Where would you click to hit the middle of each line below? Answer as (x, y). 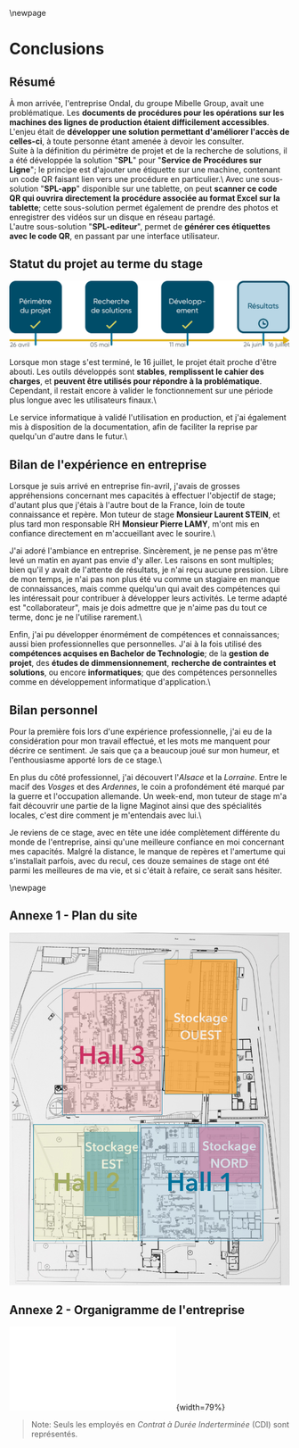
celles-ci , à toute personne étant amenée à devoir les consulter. (127, 141)
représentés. (54, 1434)
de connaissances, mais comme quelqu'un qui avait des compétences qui (145, 589)
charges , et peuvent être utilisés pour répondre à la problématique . (136, 381)
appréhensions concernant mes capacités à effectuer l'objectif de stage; (142, 495)
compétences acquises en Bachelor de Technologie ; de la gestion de (139, 653)
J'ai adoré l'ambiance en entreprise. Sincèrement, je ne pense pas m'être (144, 551)
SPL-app (61, 188)
